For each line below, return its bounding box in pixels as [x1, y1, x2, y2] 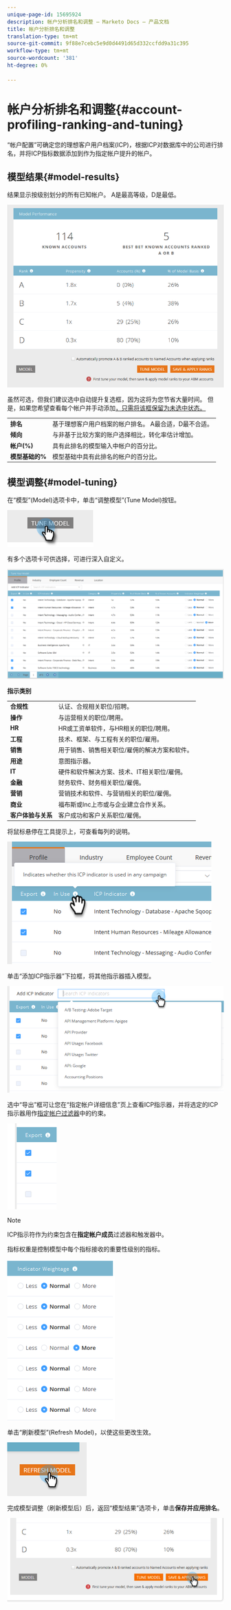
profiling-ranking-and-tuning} [7, 117, 184, 132]
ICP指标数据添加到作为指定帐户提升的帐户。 [30, 149, 156, 158]
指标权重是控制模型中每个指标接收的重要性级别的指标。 [7, 1245, 164, 1254]
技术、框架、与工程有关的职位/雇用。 [58, 735, 164, 743]
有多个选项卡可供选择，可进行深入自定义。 [7, 555, 128, 563]
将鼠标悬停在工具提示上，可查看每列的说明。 [7, 828, 134, 836]
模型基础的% [10, 452, 47, 460]
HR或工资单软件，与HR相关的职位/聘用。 [58, 724, 174, 732]
